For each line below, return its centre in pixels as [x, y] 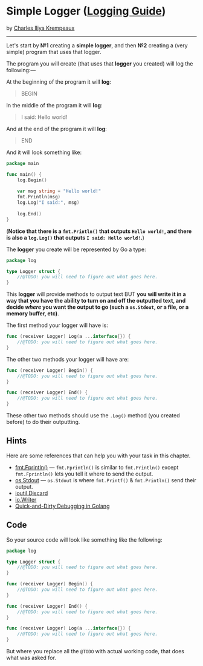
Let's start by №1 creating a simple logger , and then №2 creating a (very [97, 45]
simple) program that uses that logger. [54, 52]
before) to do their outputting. [43, 422]
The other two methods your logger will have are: [68, 359]
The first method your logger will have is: [57, 325]
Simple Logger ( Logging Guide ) [86, 11]
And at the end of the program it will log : [56, 129]
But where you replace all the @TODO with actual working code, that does [95, 651]
